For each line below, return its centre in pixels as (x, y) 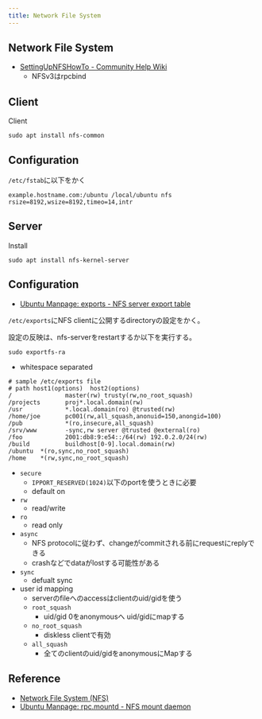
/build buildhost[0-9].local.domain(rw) (92, 444)
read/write (48, 508)
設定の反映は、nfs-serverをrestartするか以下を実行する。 (102, 337)
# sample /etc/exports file (55, 381)
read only (47, 525)
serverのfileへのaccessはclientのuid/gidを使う (107, 598)
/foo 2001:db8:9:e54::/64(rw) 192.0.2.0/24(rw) (108, 437)
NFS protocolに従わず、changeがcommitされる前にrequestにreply (140, 542)
